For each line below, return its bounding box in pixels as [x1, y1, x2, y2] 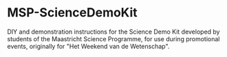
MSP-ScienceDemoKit [7, 5, 138, 21]
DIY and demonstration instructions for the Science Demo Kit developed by [7, 27, 220, 36]
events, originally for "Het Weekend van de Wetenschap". [7, 42, 170, 50]
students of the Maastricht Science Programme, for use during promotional [7, 34, 220, 43]
